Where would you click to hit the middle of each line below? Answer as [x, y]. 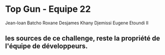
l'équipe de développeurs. [47, 46]
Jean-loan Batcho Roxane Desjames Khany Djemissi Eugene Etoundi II [77, 23]
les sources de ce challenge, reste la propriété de [82, 38]
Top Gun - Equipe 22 [48, 9]
